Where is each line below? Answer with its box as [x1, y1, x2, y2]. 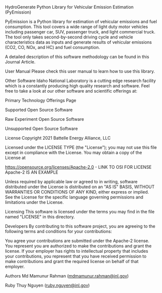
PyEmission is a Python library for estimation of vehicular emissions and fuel [5, 19, 157, 24]
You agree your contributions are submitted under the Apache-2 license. [5, 238, 150, 244]
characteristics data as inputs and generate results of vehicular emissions [5, 39, 152, 45]
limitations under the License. [5, 199, 64, 205]
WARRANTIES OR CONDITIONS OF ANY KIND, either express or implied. [5, 189, 149, 195]
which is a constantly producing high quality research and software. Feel [5, 83, 150, 89]
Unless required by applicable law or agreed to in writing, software [5, 179, 138, 184]
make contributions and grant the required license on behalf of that [5, 259, 139, 264]
